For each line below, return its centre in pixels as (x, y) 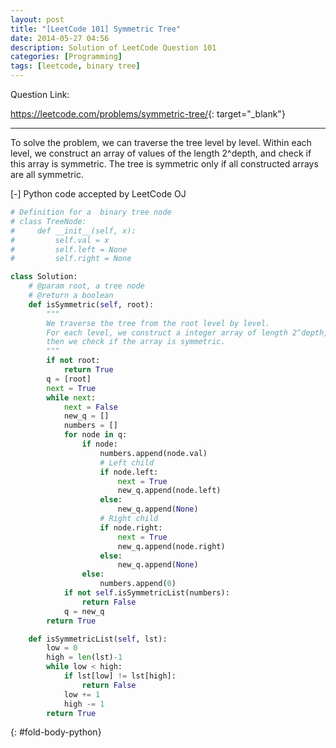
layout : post (37, 19)
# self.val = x (60, 240)
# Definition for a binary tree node (91, 212)
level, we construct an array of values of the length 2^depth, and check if (161, 153)
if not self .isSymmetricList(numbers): (146, 593)
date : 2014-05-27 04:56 (60, 38)
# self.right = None (71, 259)
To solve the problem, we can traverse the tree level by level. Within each (161, 142)
